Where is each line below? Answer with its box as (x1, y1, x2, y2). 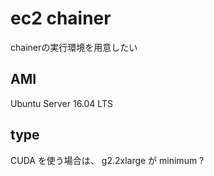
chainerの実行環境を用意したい (10, 41, 138, 53)
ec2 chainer (10, 7, 112, 30)
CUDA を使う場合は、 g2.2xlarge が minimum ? (10, 154, 205, 166)
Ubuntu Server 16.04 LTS (10, 97, 113, 109)
